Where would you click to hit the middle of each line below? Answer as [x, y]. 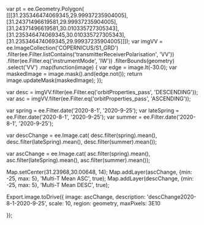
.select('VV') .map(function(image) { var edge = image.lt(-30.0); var [92, 67]
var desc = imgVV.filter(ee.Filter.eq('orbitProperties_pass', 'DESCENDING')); [102, 92]
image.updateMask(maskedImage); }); [55, 80]
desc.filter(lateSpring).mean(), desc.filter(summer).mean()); [82, 142]
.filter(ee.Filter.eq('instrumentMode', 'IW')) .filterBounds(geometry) [90, 61]
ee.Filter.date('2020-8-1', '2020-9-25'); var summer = [74, 117]
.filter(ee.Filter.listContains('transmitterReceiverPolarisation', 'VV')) [90, 54]
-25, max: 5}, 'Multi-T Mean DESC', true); [58, 185]
